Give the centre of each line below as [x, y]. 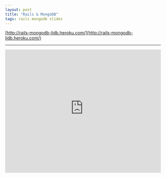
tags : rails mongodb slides [34, 19]
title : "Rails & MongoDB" [32, 14]
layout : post [19, 10]
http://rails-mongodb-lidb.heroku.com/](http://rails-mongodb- [70, 33]
